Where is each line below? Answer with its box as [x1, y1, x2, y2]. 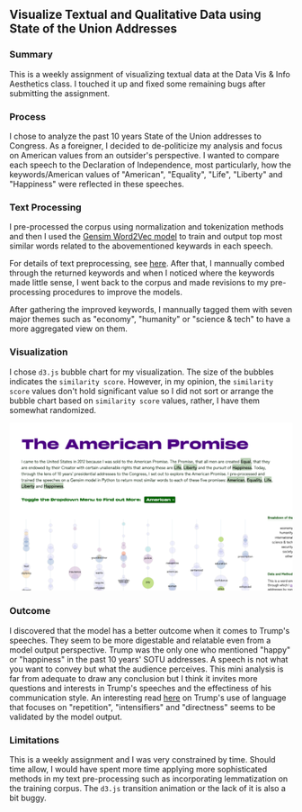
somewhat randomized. [9, 404, 97, 415]
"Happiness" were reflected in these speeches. [9, 178, 184, 189]
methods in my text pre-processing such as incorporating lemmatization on [9, 773, 289, 784]
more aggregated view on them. [9, 323, 129, 334]
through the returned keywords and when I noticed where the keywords [9, 267, 275, 278]
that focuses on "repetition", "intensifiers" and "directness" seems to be [9, 701, 276, 712]
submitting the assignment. [9, 87, 111, 98]
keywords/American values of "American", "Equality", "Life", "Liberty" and [9, 168, 283, 179]
